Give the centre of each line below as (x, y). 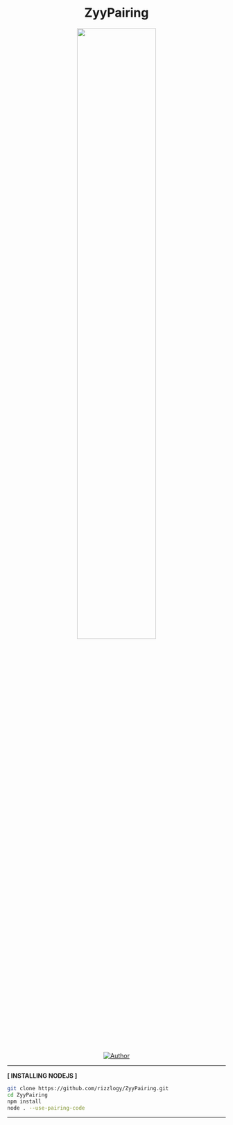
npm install (24, 1101)
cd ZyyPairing (28, 1095)
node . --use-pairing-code (46, 1108)
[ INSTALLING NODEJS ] (42, 1076)
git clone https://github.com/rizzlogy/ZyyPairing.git (88, 1088)
